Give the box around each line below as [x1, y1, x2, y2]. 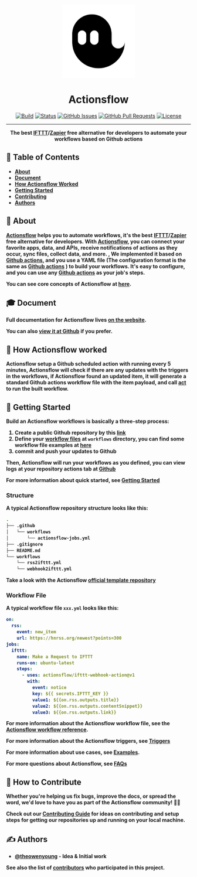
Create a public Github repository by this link [14, 429, 126, 436]
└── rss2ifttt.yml [16, 560, 62, 566]
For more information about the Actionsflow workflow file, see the [6, 720, 170, 727]
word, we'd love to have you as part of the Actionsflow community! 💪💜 [6, 799, 181, 806]
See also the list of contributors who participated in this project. [6, 864, 165, 871]
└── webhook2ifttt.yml [16, 566, 72, 572]
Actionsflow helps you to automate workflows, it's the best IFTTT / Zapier [6, 231, 187, 238]
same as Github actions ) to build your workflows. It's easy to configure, [6, 262, 185, 269]
